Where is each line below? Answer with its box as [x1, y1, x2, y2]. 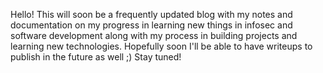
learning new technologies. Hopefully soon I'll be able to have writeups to [10, 40, 313, 52]
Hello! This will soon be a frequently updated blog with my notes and [10, 9, 293, 20]
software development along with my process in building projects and [10, 30, 298, 41]
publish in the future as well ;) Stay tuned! [10, 51, 182, 63]
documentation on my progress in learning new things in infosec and [10, 19, 293, 31]
